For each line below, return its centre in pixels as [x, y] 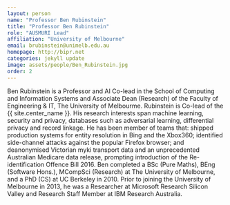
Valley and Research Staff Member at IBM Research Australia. [95, 193]
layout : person [29, 13]
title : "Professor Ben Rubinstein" [58, 26]
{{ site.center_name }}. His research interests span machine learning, [105, 113]
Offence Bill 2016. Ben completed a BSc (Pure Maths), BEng [131, 164]
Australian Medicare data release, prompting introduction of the [98, 157]
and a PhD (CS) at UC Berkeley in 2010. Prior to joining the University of [109, 179]
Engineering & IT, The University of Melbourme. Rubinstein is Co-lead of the [115, 106]
